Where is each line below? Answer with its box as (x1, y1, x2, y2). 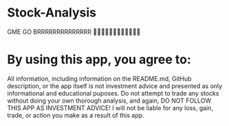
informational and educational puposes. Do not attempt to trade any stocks (7, 89, 219, 97)
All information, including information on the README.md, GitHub (7, 74, 192, 83)
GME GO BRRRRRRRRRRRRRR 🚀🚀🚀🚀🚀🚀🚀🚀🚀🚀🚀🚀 (7, 28, 141, 36)
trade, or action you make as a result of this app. (7, 111, 144, 119)
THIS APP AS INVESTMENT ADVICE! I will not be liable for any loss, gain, (7, 103, 214, 112)
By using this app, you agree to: (7, 52, 191, 67)
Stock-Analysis (7, 5, 97, 21)
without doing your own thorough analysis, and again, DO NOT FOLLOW (7, 96, 212, 105)
